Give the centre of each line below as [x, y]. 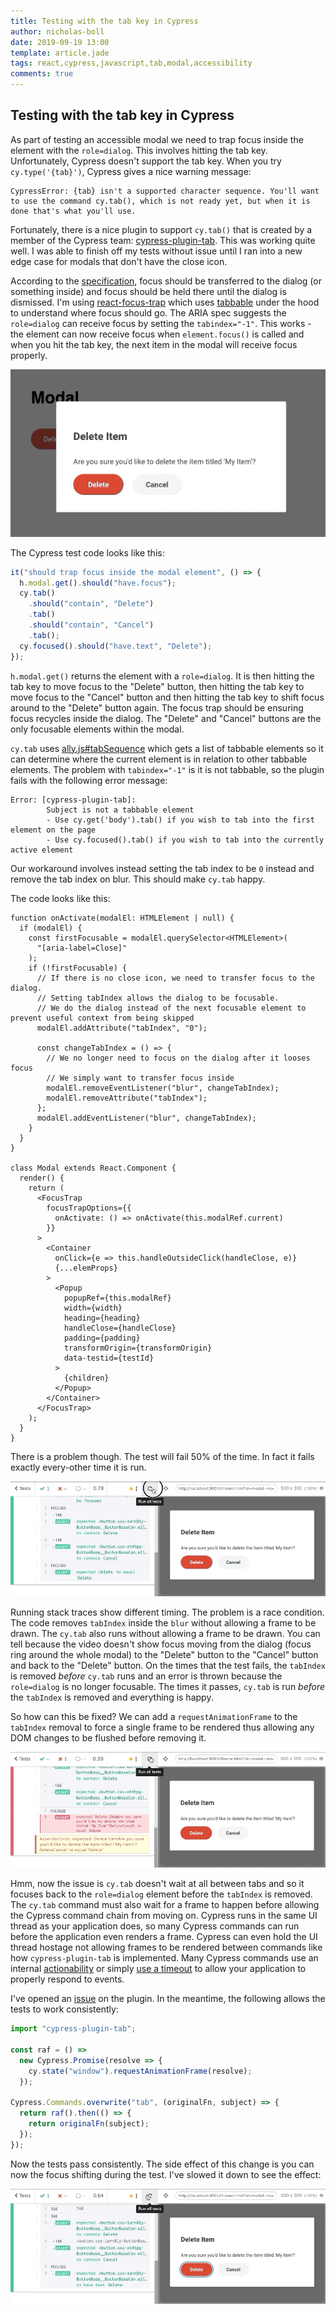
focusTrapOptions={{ [89, 1208]
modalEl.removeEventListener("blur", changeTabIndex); [163, 1088]
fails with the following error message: [89, 780]
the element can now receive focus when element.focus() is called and [157, 334]
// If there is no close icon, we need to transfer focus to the [175, 978]
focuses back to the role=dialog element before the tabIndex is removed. [161, 1894]
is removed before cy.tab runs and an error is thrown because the [146, 1676]
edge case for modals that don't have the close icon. [119, 261]
